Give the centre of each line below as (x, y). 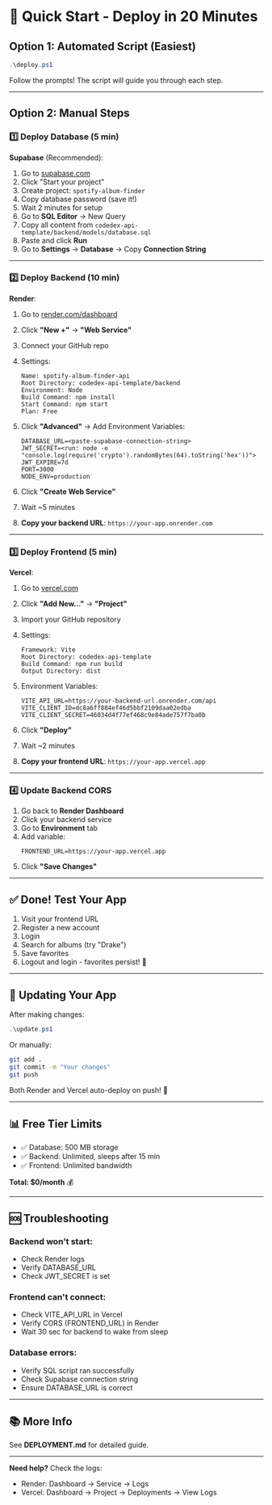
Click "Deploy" (46, 730)
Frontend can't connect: (58, 1297)
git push (24, 1074)
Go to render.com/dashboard (69, 314)
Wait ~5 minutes (48, 507)
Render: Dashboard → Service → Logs (85, 1484)
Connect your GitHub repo (65, 345)
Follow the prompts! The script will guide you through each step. (116, 80)
